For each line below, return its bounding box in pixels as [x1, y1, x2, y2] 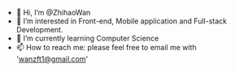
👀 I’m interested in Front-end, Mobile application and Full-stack [15, 16, 228, 26]
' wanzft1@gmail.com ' [15, 54, 89, 64]
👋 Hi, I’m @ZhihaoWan [15, 8, 91, 17]
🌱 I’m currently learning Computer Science [15, 33, 159, 43]
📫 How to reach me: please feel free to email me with [15, 43, 197, 52]
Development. [15, 25, 63, 34]
